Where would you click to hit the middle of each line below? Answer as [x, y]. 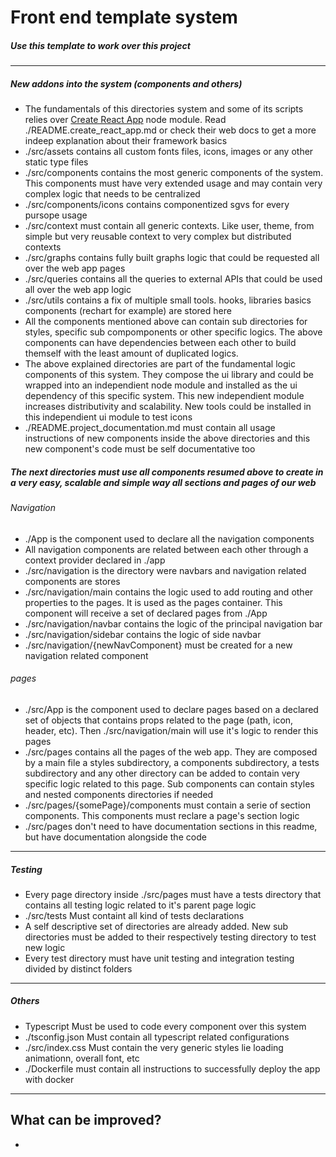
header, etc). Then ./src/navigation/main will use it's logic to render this [171, 730]
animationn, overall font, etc [82, 1058]
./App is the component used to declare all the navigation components [169, 538]
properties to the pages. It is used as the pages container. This [153, 602]
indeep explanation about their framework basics [126, 141]
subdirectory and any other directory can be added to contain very [162, 773]
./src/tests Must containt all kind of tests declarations [134, 915]
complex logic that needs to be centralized [112, 194]
